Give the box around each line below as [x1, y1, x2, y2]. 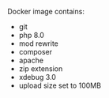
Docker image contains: [7, 7, 85, 16]
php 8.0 [18, 31, 45, 40]
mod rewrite [18, 39, 58, 48]
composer [18, 47, 53, 56]
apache [18, 55, 44, 65]
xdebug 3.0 [18, 73, 57, 81]
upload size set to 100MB [18, 81, 102, 90]
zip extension [18, 64, 63, 73]
